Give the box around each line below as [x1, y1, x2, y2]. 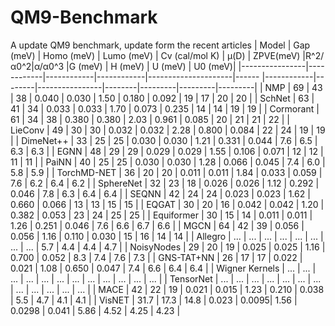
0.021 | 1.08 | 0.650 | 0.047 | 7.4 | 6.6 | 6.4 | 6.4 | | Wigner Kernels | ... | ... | [10, 262, 317, 274]
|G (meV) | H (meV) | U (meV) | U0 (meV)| [66, 60, 237, 72]
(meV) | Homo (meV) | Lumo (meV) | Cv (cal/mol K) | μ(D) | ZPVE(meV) [10, 49, 301, 61]
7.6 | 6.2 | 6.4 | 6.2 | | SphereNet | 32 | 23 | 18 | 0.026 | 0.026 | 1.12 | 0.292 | [10, 177, 320, 189]
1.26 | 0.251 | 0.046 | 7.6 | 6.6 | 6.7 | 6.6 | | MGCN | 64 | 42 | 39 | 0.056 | [10, 219, 305, 231]
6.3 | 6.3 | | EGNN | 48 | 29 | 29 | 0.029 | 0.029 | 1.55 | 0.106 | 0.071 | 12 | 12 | [10, 145, 324, 157]
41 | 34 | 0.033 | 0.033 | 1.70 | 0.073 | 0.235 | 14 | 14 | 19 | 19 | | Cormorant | [10, 102, 320, 115]
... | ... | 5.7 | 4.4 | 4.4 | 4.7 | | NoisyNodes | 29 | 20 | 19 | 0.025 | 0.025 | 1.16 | [10, 241, 326, 253]
